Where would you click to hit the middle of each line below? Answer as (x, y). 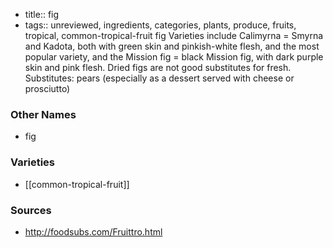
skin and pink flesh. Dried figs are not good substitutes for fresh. (158, 67)
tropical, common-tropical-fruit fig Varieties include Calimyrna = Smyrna (174, 35)
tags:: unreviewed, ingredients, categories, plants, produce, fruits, (160, 25)
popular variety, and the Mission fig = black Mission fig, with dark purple (174, 57)
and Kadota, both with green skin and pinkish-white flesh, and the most (172, 46)
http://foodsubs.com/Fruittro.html (93, 231)
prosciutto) (47, 88)
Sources (31, 210)
